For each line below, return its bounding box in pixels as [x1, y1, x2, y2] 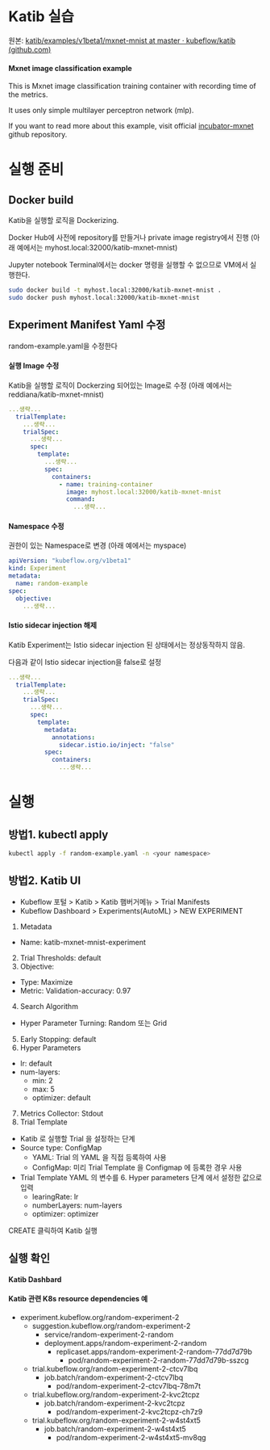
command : [65, 495, 95, 503]
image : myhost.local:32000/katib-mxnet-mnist [65, 488, 222, 496]
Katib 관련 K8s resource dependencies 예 [8, 1294, 148, 1304]
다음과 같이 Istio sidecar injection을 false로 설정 [8, 657, 162, 666]
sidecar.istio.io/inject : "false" [59, 741, 175, 749]
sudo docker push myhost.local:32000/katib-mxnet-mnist [8, 294, 200, 302]
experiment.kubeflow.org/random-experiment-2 [19, 1312, 180, 1322]
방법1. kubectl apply [8, 827, 109, 841]
